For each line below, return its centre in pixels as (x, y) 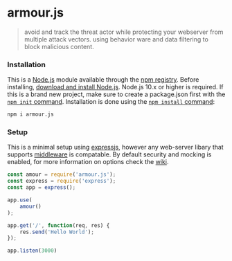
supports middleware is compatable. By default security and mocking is (109, 154)
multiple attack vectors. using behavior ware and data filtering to (116, 39)
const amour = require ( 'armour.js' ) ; (62, 174)
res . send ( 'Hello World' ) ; (57, 232)
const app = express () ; (42, 188)
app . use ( (20, 200)
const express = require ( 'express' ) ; (62, 181)
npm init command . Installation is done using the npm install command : (111, 102)
